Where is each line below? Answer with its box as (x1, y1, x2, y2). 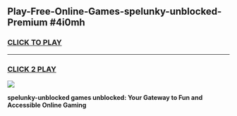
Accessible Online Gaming (7, 101, 87, 109)
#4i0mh (49, 17, 86, 29)
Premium (7, 17, 48, 29)
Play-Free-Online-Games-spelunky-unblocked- (7, 6, 222, 18)
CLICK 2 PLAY (7, 64, 56, 74)
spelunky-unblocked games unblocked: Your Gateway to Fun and (7, 93, 203, 101)
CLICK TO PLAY (7, 38, 62, 48)
